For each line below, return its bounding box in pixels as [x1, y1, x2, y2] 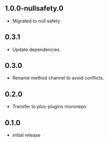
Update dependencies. [12, 46, 61, 52]
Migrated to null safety [12, 17, 60, 24]
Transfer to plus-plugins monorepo [12, 103, 87, 110]
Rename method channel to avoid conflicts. [12, 75, 104, 81]
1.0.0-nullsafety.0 [5, 4, 64, 13]
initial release [12, 132, 41, 138]
